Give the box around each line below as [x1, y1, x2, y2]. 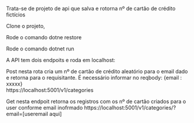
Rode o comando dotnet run [6, 45, 75, 52]
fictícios [6, 11, 25, 18]
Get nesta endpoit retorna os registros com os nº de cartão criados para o [6, 98, 186, 105]
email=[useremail [6, 111, 48, 117]
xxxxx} [6, 80, 23, 87]
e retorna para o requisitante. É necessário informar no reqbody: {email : [6, 74, 182, 81]
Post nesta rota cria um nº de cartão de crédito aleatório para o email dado [6, 68, 188, 75]
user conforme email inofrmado [6, 104, 83, 111]
